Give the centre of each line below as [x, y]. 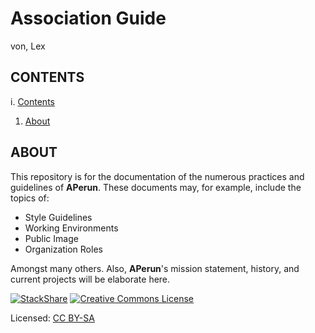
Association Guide [88, 18]
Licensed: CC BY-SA [52, 318]
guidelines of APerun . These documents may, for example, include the [156, 187]
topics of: [30, 198]
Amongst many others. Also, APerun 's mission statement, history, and [155, 268]
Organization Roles [63, 249]
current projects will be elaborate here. [90, 279]
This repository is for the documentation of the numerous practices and [157, 176]
